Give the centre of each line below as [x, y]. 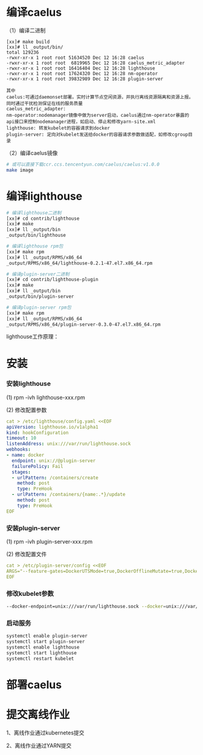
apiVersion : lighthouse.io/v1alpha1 [52, 427]
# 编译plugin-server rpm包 [39, 307]
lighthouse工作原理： [33, 337]
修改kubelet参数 [30, 593]
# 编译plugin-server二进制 [38, 274]
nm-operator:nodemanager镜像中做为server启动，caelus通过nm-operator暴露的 [98, 115]
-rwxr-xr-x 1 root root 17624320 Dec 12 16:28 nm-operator [82, 73]
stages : [21, 472]
